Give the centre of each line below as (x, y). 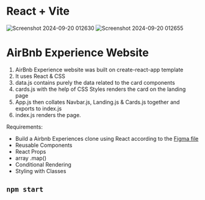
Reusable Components (44, 145)
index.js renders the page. (48, 115)
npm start (25, 189)
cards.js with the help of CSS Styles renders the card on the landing (100, 89)
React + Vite (38, 11)
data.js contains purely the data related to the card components (95, 82)
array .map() (31, 158)
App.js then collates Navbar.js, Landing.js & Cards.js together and (97, 102)
